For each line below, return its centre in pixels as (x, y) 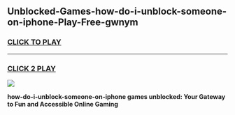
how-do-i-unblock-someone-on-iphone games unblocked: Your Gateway (116, 96)
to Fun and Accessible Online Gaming (63, 104)
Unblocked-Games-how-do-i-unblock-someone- (117, 11)
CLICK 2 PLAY (31, 68)
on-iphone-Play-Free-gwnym (73, 23)
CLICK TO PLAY (34, 43)
